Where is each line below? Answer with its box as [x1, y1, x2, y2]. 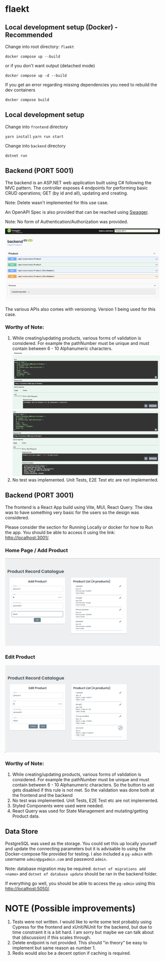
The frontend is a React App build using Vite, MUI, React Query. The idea [5, 504, 153, 510]
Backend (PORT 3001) [5, 491, 74, 500]
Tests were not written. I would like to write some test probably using [12, 919, 152, 925]
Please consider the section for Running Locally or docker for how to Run [5, 524, 153, 530]
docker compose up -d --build [5, 73, 67, 78]
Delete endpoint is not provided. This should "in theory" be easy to [12, 940, 147, 946]
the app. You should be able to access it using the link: [5, 529, 115, 535]
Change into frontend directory [5, 124, 68, 130]
